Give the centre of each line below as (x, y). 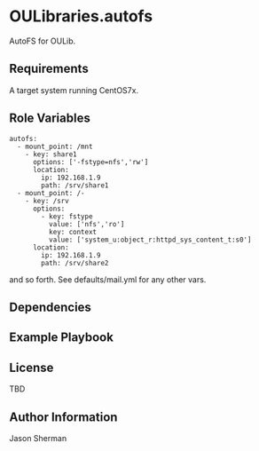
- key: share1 (51, 154)
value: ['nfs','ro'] (86, 224)
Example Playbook (61, 338)
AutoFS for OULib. (43, 41)
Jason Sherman (38, 438)
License (31, 367)
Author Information (63, 417)
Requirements (49, 69)
